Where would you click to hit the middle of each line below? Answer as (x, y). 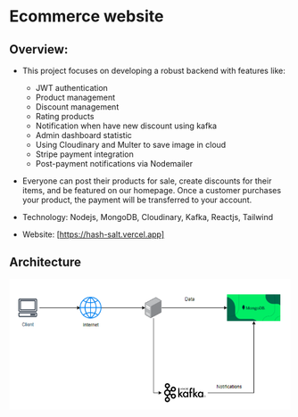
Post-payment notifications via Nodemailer (114, 164)
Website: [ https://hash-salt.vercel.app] (93, 234)
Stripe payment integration (84, 154)
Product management (75, 97)
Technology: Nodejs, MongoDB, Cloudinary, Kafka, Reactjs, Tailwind (148, 217)
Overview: (39, 49)
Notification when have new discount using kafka (126, 126)
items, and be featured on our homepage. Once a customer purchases (152, 190)
